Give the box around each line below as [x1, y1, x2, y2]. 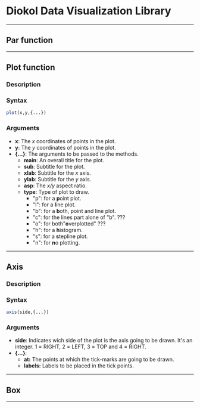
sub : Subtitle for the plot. [23, 163, 85, 170]
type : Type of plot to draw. [23, 188, 89, 195]
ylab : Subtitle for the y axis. [23, 175, 92, 183]
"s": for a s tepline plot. [32, 233, 88, 240]
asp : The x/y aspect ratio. [23, 182, 87, 189]
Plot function [6, 63, 55, 73]
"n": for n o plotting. [32, 239, 80, 246]
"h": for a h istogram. [32, 226, 83, 233]
